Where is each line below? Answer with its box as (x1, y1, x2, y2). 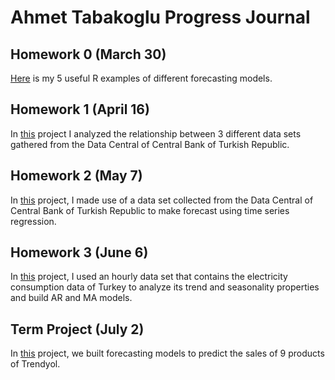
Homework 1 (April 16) (10, 101, 150, 118)
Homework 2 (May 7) (10, 167, 143, 185)
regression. (10, 215, 57, 227)
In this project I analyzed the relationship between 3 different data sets (10, 127, 302, 140)
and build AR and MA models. (10, 292, 133, 304)
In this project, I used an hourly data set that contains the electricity (10, 271, 288, 283)
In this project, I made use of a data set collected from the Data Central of (10, 194, 314, 206)
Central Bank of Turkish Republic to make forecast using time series (10, 204, 290, 216)
